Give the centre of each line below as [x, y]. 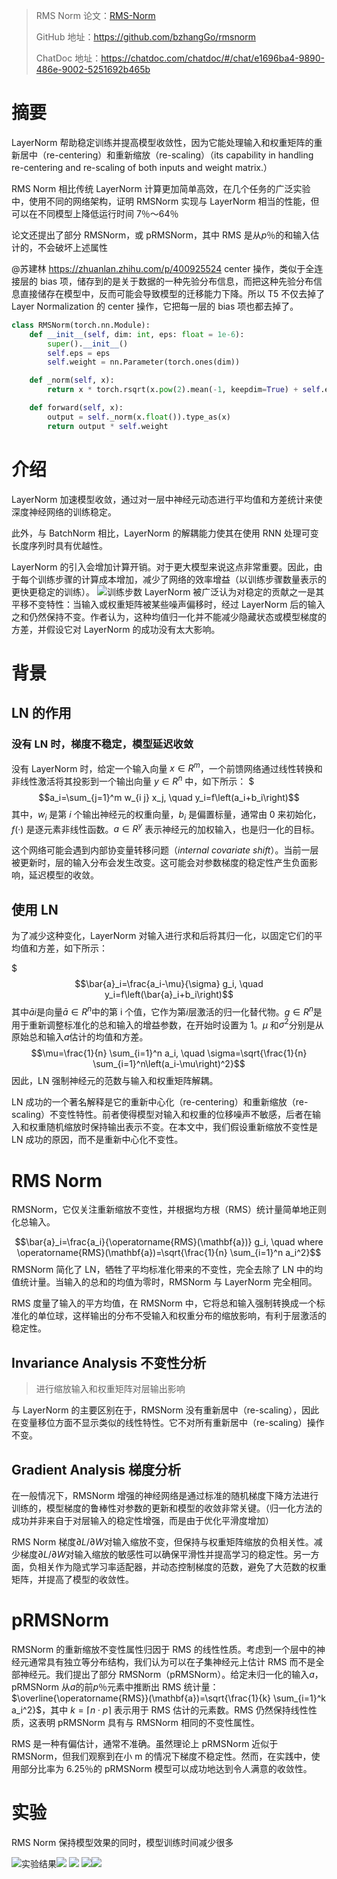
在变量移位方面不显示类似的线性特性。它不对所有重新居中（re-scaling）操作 [168, 1423]
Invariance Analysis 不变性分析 [109, 1362]
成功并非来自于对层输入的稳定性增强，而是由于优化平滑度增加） [142, 1520]
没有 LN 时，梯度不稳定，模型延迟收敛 [102, 744]
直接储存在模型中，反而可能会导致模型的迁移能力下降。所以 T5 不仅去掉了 [172, 293]
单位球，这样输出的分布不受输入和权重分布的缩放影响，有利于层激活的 [182, 1316]
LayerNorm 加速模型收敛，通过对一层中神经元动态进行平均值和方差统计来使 [167, 499]
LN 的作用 [41, 713]
